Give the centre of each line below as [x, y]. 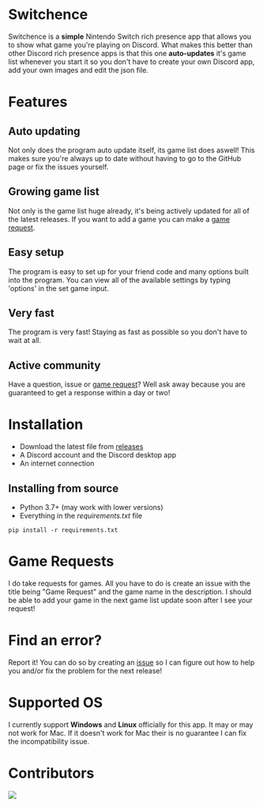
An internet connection [57, 463]
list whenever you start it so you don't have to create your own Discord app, [131, 62]
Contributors [51, 773]
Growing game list [54, 192]
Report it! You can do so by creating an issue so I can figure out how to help [131, 662]
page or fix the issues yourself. [58, 167]
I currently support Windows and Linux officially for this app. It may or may [131, 724]
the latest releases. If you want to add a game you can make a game [119, 219]
